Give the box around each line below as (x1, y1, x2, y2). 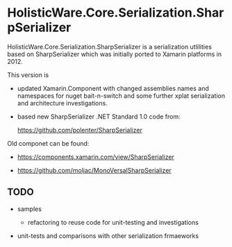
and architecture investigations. (17, 99, 108, 107)
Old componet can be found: (7, 139, 90, 147)
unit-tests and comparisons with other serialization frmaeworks (17, 231, 199, 240)
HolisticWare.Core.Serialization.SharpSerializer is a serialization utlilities (7, 42, 212, 51)
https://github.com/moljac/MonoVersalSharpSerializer (17, 166, 172, 174)
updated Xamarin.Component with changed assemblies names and (17, 84, 210, 92)
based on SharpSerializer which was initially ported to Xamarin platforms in (7, 50, 222, 58)
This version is (7, 71, 49, 79)
